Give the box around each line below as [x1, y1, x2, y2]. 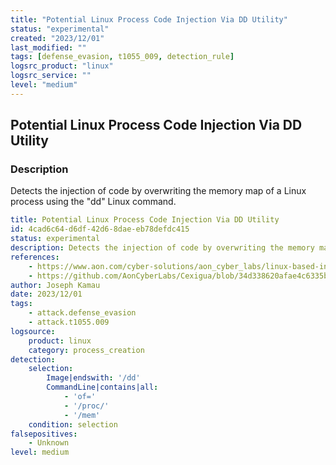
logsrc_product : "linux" [10, 61, 114, 71]
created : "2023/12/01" [10, 33, 105, 43]
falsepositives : [10, 429, 78, 439]
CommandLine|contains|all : [46, 382, 159, 393]
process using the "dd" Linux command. [10, 196, 177, 208]
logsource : [10, 326, 56, 336]
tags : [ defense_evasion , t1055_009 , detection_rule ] [10, 52, 235, 62]
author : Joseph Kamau [10, 280, 101, 290]
